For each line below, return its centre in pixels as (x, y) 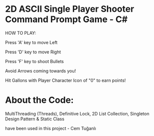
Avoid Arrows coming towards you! (41, 71)
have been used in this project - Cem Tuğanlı (51, 128)
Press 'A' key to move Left (31, 42)
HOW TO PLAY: (21, 33)
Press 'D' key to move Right (33, 52)
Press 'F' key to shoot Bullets (34, 61)
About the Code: (39, 100)
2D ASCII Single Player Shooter (70, 9)
